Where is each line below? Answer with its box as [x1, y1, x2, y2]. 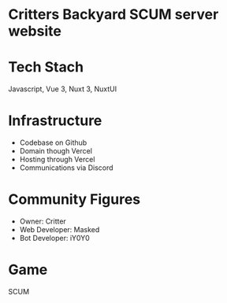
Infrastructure [8, 112, 102, 130]
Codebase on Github [19, 138, 87, 147]
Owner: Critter [19, 216, 67, 226]
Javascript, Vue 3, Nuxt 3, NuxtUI [8, 84, 117, 94]
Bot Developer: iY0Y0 [19, 234, 90, 242]
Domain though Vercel [19, 146, 93, 156]
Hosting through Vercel [19, 155, 95, 164]
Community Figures [8, 190, 141, 209]
